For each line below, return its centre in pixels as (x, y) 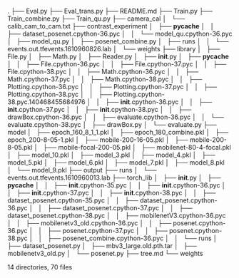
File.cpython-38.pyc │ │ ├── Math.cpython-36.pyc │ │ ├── (103, 72)
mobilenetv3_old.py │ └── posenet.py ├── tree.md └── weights (105, 253)
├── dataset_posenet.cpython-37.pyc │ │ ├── (120, 208)
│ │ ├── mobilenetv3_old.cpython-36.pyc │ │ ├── (90, 223)
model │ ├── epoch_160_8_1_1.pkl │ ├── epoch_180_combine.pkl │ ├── (118, 132)
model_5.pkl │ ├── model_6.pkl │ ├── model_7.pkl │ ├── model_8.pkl (116, 163)
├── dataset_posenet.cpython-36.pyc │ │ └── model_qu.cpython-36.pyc (120, 34)
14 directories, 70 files (40, 267)
